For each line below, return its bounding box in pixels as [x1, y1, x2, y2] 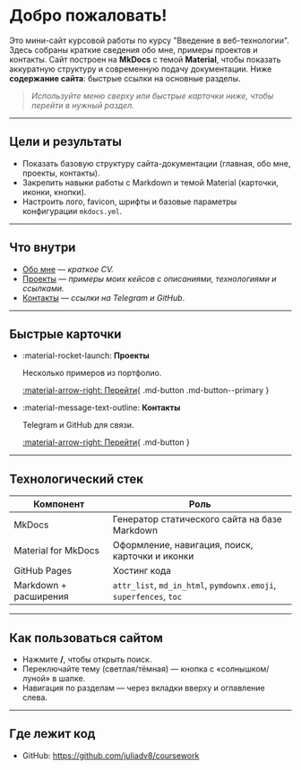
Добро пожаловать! [9, 5, 168, 26]
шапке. [58, 673, 86, 683]
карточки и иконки [112, 550, 194, 562]
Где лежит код [9, 726, 96, 741]
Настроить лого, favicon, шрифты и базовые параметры [21, 196, 237, 207]
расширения [13, 590, 69, 603]
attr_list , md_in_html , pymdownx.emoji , [112, 579, 277, 592]
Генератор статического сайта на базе [112, 513, 282, 526]
